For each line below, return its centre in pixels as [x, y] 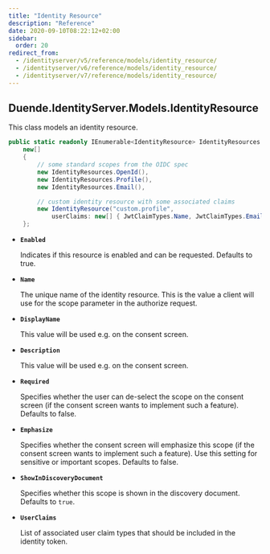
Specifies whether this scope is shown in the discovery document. [130, 493]
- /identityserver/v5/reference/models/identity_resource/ [117, 61]
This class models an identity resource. [73, 127]
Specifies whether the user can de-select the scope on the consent [132, 397]
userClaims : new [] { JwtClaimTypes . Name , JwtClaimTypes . [149, 217]
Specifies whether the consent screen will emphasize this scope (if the [137, 445]
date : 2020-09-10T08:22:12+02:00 [64, 31]
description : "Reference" [51, 23]
